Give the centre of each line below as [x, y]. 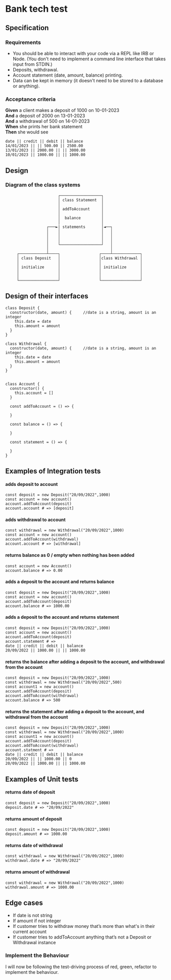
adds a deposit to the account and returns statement [62, 617]
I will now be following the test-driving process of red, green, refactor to [81, 967]
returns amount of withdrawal [38, 872]
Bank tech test [36, 9]
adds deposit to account [32, 484]
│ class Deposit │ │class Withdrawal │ [80, 258]
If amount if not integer [37, 921]
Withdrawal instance [34, 942]
